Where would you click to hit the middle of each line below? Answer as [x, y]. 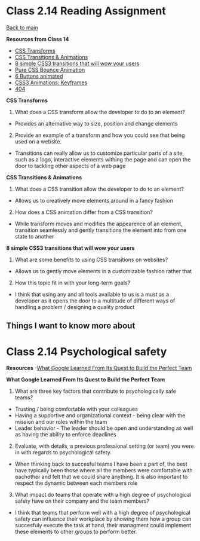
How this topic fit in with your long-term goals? [73, 283]
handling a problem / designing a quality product [75, 307]
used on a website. [38, 141]
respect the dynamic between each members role [76, 483]
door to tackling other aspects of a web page [70, 166]
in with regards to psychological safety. [63, 453]
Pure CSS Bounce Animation [50, 69]
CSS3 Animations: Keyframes [51, 82]
